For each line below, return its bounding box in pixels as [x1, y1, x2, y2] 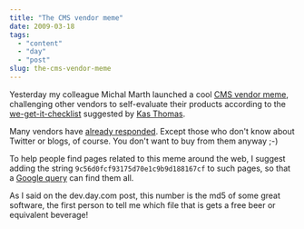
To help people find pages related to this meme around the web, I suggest [9, 153, 286, 164]
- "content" [17, 38, 64, 48]
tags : [9, 30, 30, 39]
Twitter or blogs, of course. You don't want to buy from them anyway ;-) [9, 135, 279, 146]
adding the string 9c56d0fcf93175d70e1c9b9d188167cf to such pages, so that [9, 163, 291, 174]
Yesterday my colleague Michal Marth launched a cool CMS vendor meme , [9, 88, 289, 100]
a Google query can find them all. [9, 172, 134, 183]
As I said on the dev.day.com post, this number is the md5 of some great [9, 190, 281, 201]
